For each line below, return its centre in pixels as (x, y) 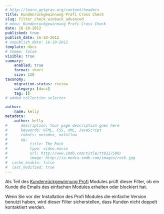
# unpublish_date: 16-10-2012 (37, 42)
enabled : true (29, 65)
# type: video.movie (37, 149)
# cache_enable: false (30, 163)
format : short (29, 70)
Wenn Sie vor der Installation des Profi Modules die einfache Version (76, 196)
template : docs (21, 47)
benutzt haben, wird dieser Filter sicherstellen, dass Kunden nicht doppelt (81, 202)
